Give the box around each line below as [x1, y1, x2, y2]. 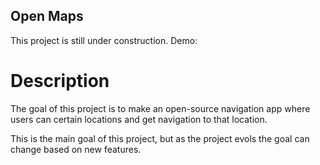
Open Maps [10, 8, 84, 25]
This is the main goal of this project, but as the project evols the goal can [10, 132, 310, 144]
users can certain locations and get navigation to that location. [10, 113, 268, 125]
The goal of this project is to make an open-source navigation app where [10, 102, 311, 114]
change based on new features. [10, 143, 142, 155]
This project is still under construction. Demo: [10, 34, 198, 46]
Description [10, 70, 110, 92]
